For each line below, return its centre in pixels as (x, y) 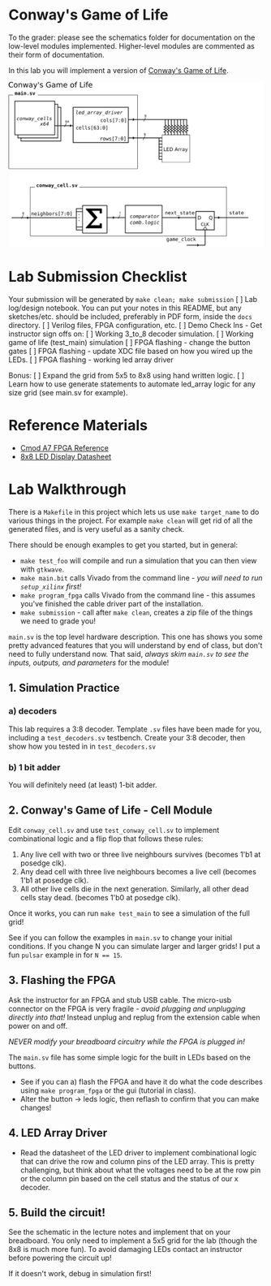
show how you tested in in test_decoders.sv (82, 746)
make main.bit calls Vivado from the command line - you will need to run (141, 578)
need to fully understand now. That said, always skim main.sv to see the (129, 654)
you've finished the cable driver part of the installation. (112, 604)
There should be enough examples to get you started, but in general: (123, 545)
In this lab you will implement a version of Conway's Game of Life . (118, 70)
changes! (36, 1107)
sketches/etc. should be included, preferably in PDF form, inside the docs (131, 317)
